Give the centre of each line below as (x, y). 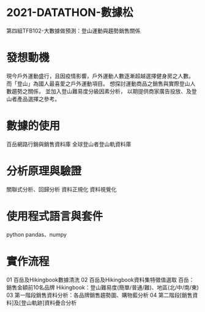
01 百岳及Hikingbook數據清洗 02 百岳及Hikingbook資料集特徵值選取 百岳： (100, 280)
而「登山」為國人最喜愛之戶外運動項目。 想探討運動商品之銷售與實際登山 (98, 83)
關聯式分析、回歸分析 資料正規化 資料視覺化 (61, 189)
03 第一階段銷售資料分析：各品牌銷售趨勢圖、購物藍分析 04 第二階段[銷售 (99, 295)
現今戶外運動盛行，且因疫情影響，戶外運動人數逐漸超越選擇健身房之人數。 (100, 76)
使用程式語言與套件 (55, 216)
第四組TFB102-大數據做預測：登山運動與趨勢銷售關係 (73, 31)
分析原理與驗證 (44, 171)
